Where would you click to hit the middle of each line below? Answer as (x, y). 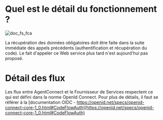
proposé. (14, 58)
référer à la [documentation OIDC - (40, 102)
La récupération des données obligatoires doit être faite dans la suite (75, 42)
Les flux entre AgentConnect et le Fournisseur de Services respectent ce (79, 91)
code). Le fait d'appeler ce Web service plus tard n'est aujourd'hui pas (77, 53)
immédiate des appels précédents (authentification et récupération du (76, 48)
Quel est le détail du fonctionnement (81, 9)
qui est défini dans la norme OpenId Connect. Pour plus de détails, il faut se (82, 97)
